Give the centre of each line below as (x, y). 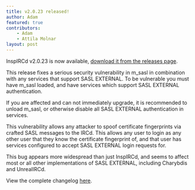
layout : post (22, 45)
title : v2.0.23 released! (38, 11)
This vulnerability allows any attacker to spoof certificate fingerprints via (94, 126)
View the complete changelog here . (49, 181)
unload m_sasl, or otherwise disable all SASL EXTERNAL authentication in (95, 109)
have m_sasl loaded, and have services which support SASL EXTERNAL (93, 85)
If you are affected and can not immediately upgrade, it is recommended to (97, 102)
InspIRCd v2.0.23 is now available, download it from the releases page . (92, 61)
